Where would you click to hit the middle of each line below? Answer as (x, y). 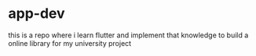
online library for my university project (70, 43)
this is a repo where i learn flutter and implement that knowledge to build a (128, 35)
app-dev (37, 14)
